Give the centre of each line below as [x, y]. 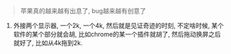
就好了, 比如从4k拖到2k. [48, 43]
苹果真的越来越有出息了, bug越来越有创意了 [83, 11]
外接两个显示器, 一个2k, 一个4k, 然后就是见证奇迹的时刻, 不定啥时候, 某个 [118, 26]
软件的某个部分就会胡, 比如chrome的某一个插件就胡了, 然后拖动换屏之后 [117, 34]
